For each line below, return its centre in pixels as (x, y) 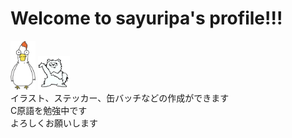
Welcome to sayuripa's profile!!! (146, 18)
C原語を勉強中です (49, 110)
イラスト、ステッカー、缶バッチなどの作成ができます (120, 98)
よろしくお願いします (54, 123)
